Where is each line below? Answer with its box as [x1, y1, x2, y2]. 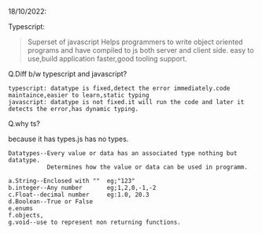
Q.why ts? [8, 119, 41, 128]
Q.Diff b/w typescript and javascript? [8, 69, 127, 78]
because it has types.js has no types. [8, 134, 129, 143]
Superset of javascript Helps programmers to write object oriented [27, 37, 243, 46]
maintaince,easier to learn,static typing [8, 91, 149, 99]
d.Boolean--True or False [8, 198, 93, 206]
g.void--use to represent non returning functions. [8, 218, 181, 226]
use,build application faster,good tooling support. [27, 54, 187, 63]
